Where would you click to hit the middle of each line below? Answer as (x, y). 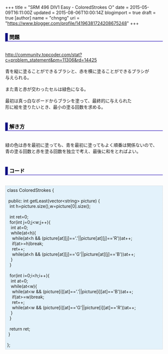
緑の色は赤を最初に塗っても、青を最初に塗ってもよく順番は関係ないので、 (81, 145)
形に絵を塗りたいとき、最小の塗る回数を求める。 (55, 107)
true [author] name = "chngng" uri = (42, 18)
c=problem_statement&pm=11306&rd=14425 (51, 60)
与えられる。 (18, 78)
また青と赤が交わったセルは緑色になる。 (47, 89)
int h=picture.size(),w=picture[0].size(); (50, 206)
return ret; (20, 329)
